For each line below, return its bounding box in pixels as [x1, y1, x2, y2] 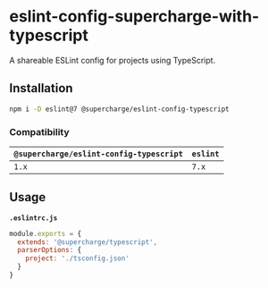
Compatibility [9, 125, 70, 138]
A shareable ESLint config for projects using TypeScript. [9, 55, 216, 65]
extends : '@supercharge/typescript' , [17, 237, 158, 247]
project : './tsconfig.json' [25, 254, 130, 263]
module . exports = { [9, 229, 82, 238]
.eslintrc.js [9, 213, 58, 223]
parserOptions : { [17, 246, 82, 255]
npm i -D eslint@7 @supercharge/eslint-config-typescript [9, 105, 230, 114]
